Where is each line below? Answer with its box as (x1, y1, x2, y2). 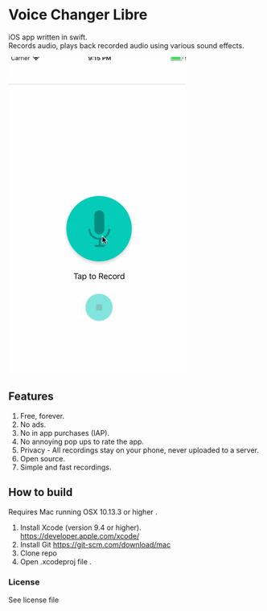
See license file (8, 595, 60, 605)
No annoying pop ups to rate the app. (19, 437, 145, 446)
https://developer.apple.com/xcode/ (19, 531, 140, 540)
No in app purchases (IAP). (19, 428, 110, 437)
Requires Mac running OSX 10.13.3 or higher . (8, 506, 158, 516)
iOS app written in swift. (8, 32, 88, 42)
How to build (8, 486, 73, 499)
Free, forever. (19, 411, 65, 420)
